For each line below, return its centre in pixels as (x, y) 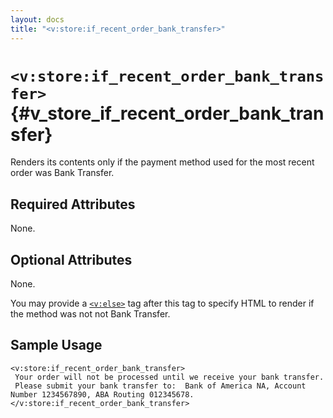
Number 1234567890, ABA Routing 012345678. (102, 394)
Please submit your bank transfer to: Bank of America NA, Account (160, 386)
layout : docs (37, 19)
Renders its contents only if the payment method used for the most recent (162, 162)
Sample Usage (56, 345)
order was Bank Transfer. (62, 173)
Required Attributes (73, 204)
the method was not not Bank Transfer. (90, 314)
